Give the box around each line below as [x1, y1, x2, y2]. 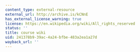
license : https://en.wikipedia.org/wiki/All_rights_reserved [5, 21, 135, 26]
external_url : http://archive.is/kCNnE [5, 12, 88, 17]
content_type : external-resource [5, 7, 75, 12]
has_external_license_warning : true [5, 16, 81, 21]
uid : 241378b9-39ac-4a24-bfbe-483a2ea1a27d [5, 35, 97, 40]
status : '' [5, 26, 28, 31]
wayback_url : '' [5, 40, 39, 45]
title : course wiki [5, 30, 46, 35]
